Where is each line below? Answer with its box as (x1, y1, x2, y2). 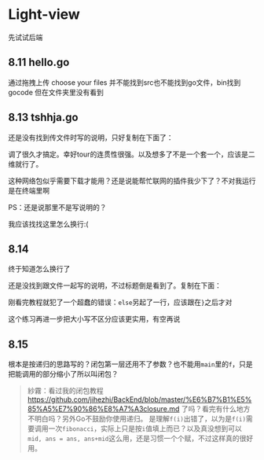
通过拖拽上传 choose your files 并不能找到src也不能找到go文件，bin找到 (8, 77, 241, 87)
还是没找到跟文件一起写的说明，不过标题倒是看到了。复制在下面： (8, 281, 222, 290)
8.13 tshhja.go (8, 111, 79, 124)
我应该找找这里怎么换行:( (8, 219, 89, 229)
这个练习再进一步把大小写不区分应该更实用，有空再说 (8, 315, 181, 324)
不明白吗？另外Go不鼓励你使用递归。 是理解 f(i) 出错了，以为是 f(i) (27, 414, 246, 424)
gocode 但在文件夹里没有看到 (8, 87, 104, 97)
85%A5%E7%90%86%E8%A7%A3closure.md (27, 404, 180, 414)
